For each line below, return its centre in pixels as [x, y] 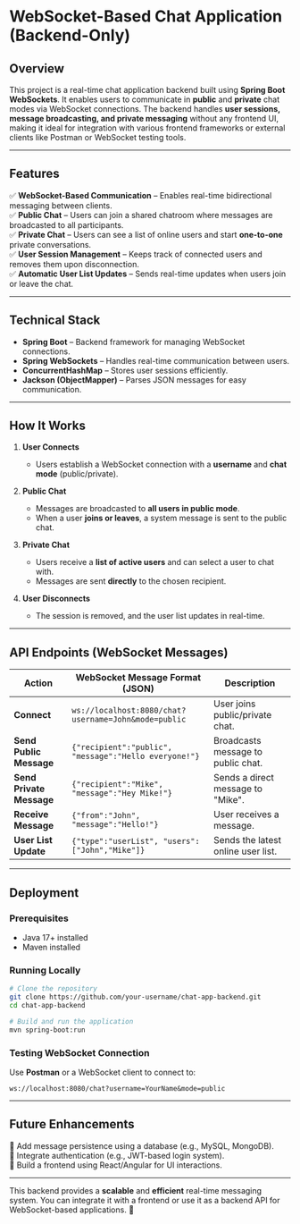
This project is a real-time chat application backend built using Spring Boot [147, 90]
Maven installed [51, 947]
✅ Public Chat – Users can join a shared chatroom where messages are [141, 215]
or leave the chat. [42, 283]
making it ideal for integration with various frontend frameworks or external [147, 128]
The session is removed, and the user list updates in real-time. [150, 616]
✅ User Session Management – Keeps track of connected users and [136, 254]
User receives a [246, 815]
